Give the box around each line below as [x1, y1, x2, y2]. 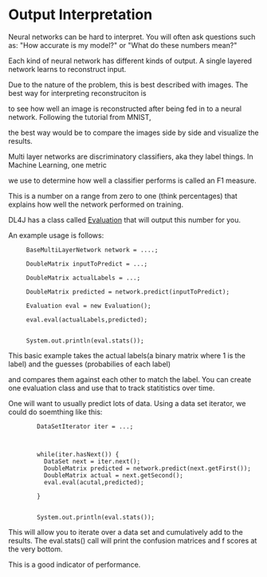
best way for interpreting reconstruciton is [8, 88, 147, 97]
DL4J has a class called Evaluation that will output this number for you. [8, 215, 241, 224]
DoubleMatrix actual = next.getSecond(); [43, 471, 183, 480]
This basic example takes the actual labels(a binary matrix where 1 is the [8, 350, 245, 360]
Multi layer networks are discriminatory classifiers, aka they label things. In [8, 152, 253, 161]
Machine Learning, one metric [8, 160, 108, 169]
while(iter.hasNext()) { [37, 450, 120, 458]
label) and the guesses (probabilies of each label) [8, 359, 171, 369]
